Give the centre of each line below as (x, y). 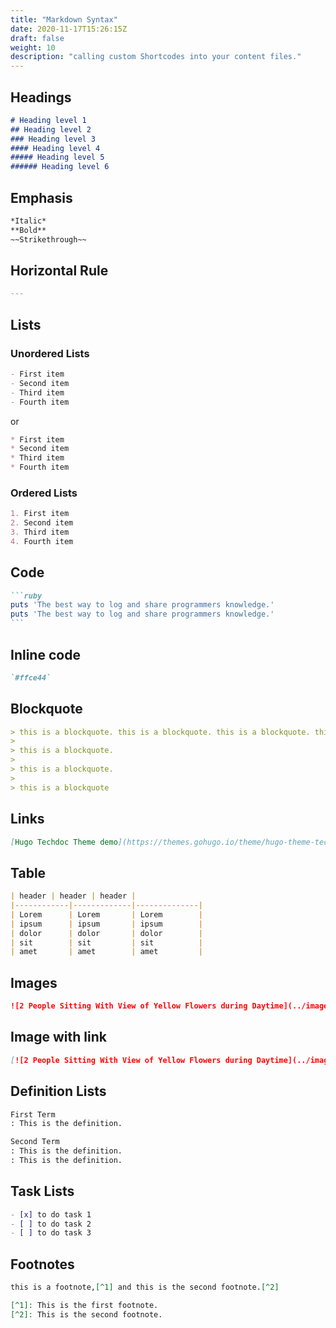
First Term (33, 1114)
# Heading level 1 (48, 120)
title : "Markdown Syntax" (64, 19)
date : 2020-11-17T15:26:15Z (69, 29)
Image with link (58, 1037)
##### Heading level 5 (57, 157)
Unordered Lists (50, 353)
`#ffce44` (31, 677)
